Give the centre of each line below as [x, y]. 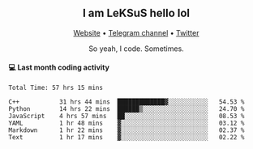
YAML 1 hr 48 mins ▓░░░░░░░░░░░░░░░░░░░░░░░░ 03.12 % [126, 123]
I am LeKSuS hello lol [136, 13]
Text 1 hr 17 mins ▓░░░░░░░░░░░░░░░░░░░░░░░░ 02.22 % [126, 138]
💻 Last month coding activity [59, 67]
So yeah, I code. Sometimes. [136, 49]
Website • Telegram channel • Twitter [136, 32]
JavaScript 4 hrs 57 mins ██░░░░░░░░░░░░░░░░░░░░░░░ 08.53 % [126, 117]
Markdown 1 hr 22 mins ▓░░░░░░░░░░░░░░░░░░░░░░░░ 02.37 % [126, 130]
